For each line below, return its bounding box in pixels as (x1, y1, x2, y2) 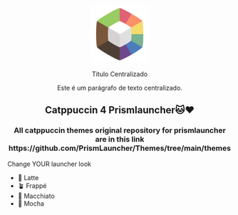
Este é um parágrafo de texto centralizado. (56, 84, 183, 92)
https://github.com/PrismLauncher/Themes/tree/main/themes (8, 143, 232, 153)
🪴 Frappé (17, 181, 48, 190)
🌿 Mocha (17, 199, 45, 208)
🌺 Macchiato (17, 192, 55, 200)
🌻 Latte (17, 173, 39, 182)
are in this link (95, 135, 145, 145)
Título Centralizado (91, 70, 148, 78)
